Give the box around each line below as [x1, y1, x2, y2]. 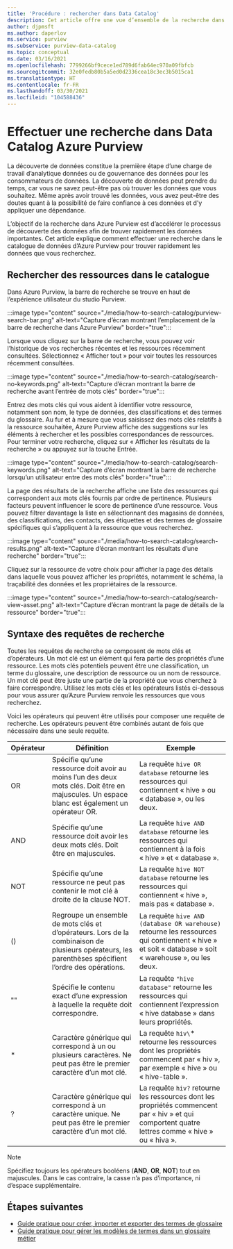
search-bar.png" [7, 315, 55, 324]
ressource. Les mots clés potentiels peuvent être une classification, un [7, 661, 209, 670]
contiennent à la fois [139, 844, 206, 854]
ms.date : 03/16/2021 [7, 56, 67, 63]
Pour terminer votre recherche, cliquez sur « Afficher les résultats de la [7, 437, 210, 445]
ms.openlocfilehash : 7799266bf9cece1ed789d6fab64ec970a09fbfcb [7, 62, 194, 69]
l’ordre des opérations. [51, 962, 126, 972]
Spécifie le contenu [51, 982, 116, 992]
